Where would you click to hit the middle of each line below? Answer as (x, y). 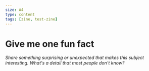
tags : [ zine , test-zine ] (31, 19)
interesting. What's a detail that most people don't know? (65, 63)
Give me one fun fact (50, 44)
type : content (20, 14)
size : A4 (14, 10)
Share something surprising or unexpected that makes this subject (74, 57)
